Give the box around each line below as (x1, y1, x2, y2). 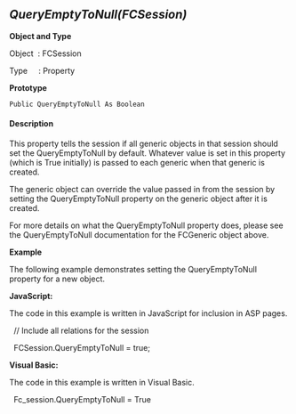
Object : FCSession (9, 48, 82, 59)
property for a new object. (9, 273, 105, 284)
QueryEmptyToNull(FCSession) (9, 7, 188, 22)
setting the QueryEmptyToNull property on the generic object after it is (9, 193, 268, 204)
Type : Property (9, 65, 76, 76)
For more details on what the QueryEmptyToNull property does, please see (9, 220, 284, 231)
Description (9, 118, 54, 129)
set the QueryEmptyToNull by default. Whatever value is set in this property (9, 148, 286, 158)
